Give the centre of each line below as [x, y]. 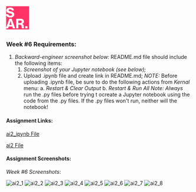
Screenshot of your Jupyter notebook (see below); [84, 69]
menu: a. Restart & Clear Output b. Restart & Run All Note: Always [103, 88]
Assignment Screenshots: [39, 158]
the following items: [39, 63]
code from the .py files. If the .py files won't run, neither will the [100, 101]
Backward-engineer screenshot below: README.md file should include [101, 57]
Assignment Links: [29, 121]
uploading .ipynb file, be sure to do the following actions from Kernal [107, 82]
